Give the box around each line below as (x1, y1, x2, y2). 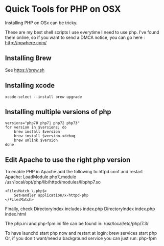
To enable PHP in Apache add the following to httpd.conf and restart (5, 169, 143, 175)
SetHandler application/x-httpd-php (14, 193, 89, 198)
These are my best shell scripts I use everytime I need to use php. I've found (5, 29, 160, 35)
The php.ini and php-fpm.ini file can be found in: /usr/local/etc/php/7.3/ (5, 220, 149, 227)
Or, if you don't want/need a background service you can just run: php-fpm (5, 235, 157, 242)
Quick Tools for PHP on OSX (5, 3, 121, 15)
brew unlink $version (14, 138, 58, 143)
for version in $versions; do (5, 125, 67, 130)
